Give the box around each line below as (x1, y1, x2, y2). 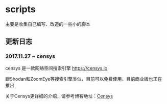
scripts (5, 4, 36, 15)
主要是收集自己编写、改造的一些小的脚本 (5, 21, 90, 27)
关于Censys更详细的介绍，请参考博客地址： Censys (5, 93, 113, 99)
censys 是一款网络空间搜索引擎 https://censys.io (5, 65, 108, 71)
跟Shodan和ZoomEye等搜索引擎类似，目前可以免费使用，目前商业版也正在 (5, 76, 162, 82)
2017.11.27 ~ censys (5, 53, 55, 60)
